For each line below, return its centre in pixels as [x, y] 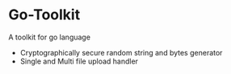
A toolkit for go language [50, 37]
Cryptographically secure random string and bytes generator [121, 52]
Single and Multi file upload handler [79, 61]
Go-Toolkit [44, 15]
